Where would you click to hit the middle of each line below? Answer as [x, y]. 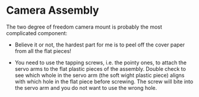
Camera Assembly [53, 10]
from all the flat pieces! [43, 51]
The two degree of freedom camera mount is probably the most [84, 27]
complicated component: [37, 33]
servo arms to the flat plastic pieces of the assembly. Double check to [100, 68]
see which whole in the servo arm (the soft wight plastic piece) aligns [99, 75]
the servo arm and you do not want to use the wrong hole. [86, 87]
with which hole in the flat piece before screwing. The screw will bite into [104, 82]
